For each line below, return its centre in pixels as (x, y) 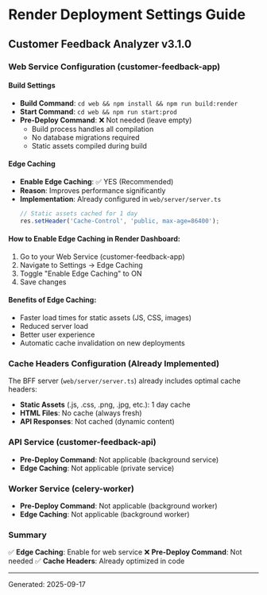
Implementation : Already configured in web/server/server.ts (120, 199)
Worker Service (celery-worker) (72, 489)
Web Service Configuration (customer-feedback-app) (114, 67)
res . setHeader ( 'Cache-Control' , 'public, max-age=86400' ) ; (120, 221)
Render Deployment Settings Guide (127, 15)
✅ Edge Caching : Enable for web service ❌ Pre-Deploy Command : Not (125, 552)
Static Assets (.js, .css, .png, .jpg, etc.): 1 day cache (105, 405)
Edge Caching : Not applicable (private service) (97, 468)
